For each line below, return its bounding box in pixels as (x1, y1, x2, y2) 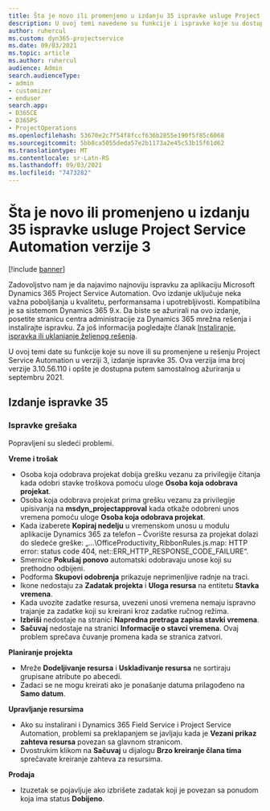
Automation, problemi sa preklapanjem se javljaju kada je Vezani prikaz (19, 728, 257, 738)
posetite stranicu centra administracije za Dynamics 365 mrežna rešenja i (8, 314, 252, 323)
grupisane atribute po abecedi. (19, 671, 122, 681)
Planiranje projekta (8, 647, 73, 657)
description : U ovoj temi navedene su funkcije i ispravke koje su (8, 19, 239, 27)
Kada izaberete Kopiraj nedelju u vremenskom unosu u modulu (19, 521, 231, 530)
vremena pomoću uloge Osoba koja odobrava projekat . (19, 512, 206, 521)
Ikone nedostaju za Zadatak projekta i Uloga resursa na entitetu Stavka (19, 580, 260, 590)
